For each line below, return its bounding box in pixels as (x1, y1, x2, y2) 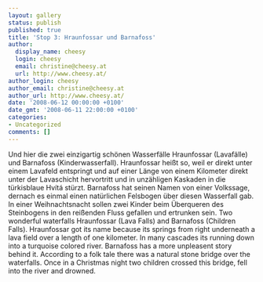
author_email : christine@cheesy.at (8, 84, 125, 92)
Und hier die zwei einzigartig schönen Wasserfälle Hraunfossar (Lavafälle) (8, 150, 249, 159)
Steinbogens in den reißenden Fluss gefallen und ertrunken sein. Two (8, 208, 233, 217)
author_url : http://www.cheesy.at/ (8, 92, 125, 99)
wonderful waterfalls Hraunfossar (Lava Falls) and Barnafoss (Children (8, 216, 236, 226)
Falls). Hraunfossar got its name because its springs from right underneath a (8, 224, 255, 233)
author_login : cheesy (8, 77, 79, 85)
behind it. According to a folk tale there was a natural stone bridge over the (8, 249, 251, 258)
